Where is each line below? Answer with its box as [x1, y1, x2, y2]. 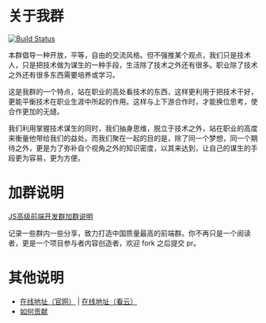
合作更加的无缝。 [8, 106, 64, 116]
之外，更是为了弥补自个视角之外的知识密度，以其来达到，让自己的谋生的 [14, 143, 251, 153]
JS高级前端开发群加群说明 [8, 211, 93, 221]
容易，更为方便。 [28, 153, 85, 162]
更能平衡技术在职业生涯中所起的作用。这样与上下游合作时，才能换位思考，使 [8, 97, 258, 106]
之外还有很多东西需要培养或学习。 [8, 70, 120, 79]
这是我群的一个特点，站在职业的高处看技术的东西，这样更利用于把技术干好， [8, 86, 258, 96]
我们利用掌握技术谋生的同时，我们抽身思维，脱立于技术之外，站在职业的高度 [8, 123, 258, 133]
